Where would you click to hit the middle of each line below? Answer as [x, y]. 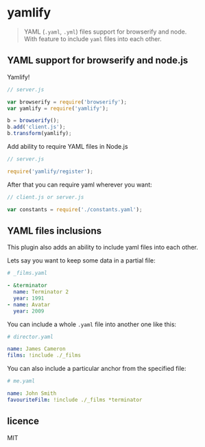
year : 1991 [29, 298]
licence [23, 421]
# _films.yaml [27, 273]
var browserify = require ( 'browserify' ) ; [67, 102]
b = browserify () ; [33, 121]
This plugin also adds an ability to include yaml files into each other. [103, 247]
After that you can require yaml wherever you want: [80, 184]
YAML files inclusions [54, 231]
